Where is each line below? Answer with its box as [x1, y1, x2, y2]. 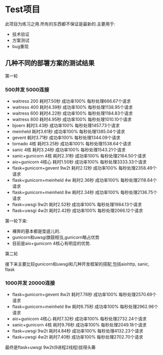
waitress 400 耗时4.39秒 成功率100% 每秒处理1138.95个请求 [12, 105, 133, 110]
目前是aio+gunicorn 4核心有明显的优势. [12, 241, 91, 247]
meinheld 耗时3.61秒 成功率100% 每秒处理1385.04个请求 [12, 129, 126, 135]
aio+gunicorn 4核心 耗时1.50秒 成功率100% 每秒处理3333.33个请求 [12, 159, 147, 165]
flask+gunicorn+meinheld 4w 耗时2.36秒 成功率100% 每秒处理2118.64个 [12, 177, 157, 183]
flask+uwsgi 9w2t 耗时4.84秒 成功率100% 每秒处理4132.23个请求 [12, 328, 144, 334]
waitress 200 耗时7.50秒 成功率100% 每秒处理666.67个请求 [12, 98, 131, 104]
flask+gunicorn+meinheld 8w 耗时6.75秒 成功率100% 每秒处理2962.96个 [12, 304, 159, 310]
